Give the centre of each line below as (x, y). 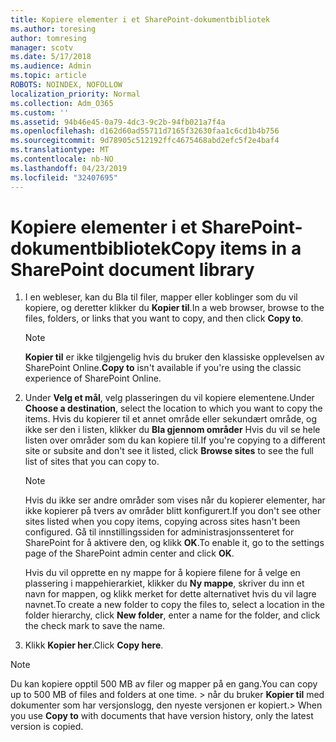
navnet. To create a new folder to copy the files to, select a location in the (174, 605)
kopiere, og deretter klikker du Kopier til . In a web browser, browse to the (174, 308)
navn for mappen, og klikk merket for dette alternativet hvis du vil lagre (170, 594)
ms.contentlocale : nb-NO (62, 159)
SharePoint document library (132, 269)
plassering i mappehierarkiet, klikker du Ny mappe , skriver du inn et (164, 583)
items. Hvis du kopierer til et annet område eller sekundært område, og (171, 419)
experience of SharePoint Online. (93, 378)
